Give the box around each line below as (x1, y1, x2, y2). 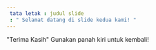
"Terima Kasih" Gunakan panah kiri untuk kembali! (6, 35, 149, 43)
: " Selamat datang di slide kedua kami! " (9, 16, 137, 23)
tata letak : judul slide (9, 10, 84, 17)
